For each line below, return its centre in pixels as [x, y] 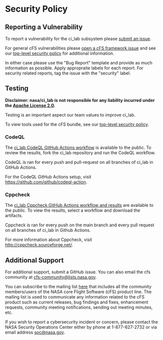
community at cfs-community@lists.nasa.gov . [51, 277]
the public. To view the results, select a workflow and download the [72, 210]
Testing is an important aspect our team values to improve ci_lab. [70, 115]
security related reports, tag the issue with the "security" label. [68, 73]
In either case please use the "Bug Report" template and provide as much [79, 63]
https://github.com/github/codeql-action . [46, 182]
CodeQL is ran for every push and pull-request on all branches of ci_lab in [79, 162]
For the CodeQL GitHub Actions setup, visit [48, 177]
